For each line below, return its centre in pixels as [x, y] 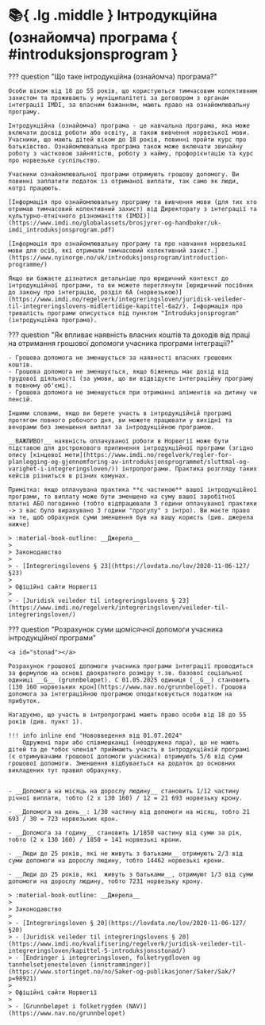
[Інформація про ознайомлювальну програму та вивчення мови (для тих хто [133, 202]
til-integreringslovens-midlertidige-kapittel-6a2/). [99, 306]
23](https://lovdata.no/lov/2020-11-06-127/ [175, 566]
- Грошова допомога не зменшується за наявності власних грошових [120, 358]
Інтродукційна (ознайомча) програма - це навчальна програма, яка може [129, 125]
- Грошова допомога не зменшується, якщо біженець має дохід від [118, 371]
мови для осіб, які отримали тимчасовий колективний [97, 251]
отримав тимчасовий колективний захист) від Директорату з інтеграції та [133, 209]
